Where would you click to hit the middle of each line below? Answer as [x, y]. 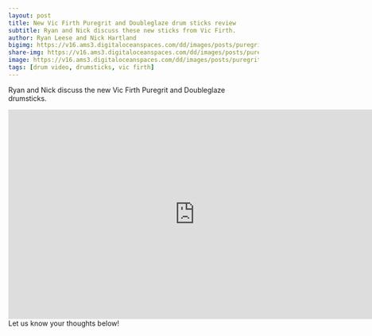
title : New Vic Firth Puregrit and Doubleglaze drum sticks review [122, 23]
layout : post [30, 15]
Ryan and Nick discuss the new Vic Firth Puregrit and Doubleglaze [117, 90]
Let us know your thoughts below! [64, 323]
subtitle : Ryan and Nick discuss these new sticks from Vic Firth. [122, 30]
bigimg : [21, 45]
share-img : [26, 52]
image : [19, 60]
